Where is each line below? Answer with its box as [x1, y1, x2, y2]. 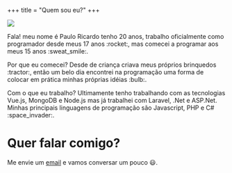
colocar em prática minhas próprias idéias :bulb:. [7, 76, 147, 83]
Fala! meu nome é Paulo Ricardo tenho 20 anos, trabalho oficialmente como [7, 33, 224, 40]
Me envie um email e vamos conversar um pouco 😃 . [7, 158, 158, 166]
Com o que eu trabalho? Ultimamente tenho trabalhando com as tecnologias [7, 89, 226, 97]
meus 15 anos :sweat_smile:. [7, 47, 89, 55]
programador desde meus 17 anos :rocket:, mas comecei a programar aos [7, 40, 219, 48]
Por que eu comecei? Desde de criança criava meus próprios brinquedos [7, 60, 217, 69]
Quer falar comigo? [7, 135, 120, 151]
